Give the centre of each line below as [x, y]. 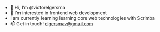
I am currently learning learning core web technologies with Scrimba [83, 18]
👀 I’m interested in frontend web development [58, 13]
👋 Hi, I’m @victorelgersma [37, 8]
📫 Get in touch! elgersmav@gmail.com [52, 24]
